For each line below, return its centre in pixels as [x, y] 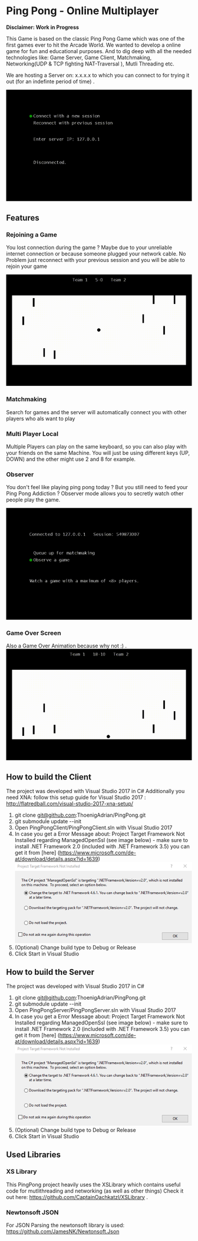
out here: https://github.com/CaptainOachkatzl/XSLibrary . [77, 1197]
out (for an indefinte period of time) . [50, 81]
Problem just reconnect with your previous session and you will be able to [96, 260]
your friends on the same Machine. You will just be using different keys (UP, [98, 453]
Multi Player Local [32, 434]
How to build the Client [49, 777]
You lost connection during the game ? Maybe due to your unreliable [89, 248]
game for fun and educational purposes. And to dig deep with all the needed [99, 51]
